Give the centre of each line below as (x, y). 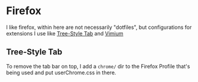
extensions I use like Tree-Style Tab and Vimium (65, 33)
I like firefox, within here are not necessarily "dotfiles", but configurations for (99, 27)
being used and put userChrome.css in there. (61, 73)
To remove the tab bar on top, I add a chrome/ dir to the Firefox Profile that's (98, 66)
